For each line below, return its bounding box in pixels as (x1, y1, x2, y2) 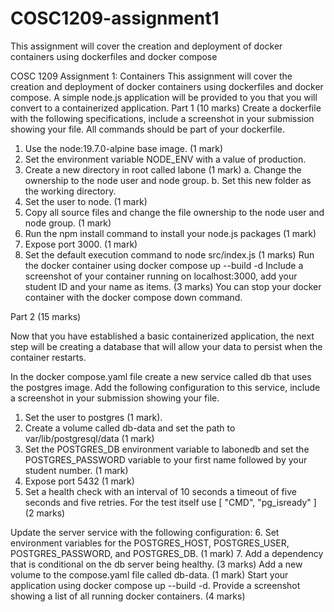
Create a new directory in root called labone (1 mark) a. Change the (24, 163, 302, 176)
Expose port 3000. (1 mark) (24, 238, 138, 250)
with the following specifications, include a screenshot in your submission (10, 112, 315, 124)
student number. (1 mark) (24, 464, 129, 476)
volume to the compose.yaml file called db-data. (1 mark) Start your (10, 568, 289, 581)
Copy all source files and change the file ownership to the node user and (24, 206, 325, 218)
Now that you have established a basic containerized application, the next (10, 330, 315, 342)
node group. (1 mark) (24, 217, 112, 229)
